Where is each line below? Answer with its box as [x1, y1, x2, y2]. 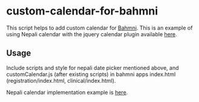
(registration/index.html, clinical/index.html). [6, 77, 116, 84]
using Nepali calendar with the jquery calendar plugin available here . [6, 30, 177, 37]
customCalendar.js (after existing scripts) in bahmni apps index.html [6, 71, 176, 78]
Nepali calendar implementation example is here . [6, 89, 128, 96]
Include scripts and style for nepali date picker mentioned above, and [6, 64, 179, 71]
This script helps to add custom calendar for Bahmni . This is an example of [6, 24, 193, 31]
